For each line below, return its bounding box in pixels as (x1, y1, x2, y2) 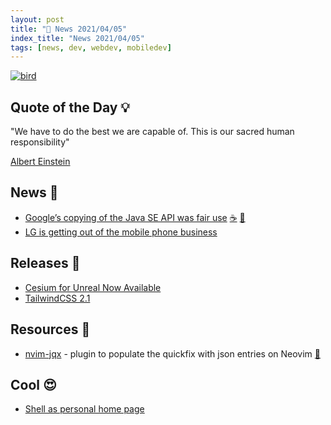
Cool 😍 (10, 376, 57, 393)
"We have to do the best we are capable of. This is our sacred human (10, 126, 295, 138)
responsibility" (10, 136, 70, 148)
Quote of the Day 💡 (10, 99, 131, 116)
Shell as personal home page (24, 403, 145, 415)
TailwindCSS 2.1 (24, 292, 91, 304)
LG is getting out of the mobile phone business (24, 226, 218, 238)
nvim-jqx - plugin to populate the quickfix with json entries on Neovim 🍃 (24, 347, 322, 360)
